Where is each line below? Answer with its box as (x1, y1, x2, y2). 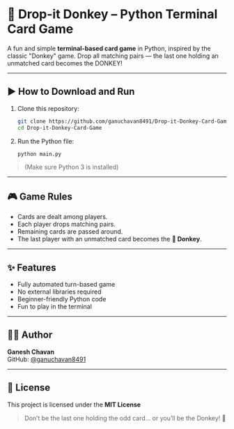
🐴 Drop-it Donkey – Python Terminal (7, 6, 218, 22)
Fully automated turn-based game (17, 280, 116, 288)
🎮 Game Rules (7, 190, 73, 202)
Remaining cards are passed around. (17, 227, 123, 236)
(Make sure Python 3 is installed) (24, 163, 119, 172)
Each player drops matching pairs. (17, 220, 116, 229)
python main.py (17, 150, 62, 158)
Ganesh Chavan (7, 347, 54, 356)
